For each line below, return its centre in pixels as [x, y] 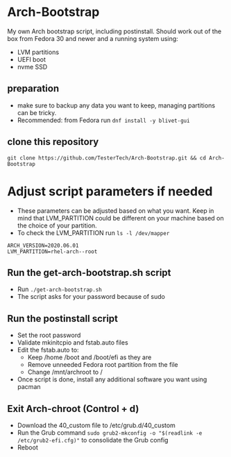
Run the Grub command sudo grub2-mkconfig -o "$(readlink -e [110, 432]
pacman [29, 387]
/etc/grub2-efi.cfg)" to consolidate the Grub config [93, 440]
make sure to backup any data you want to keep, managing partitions [116, 105]
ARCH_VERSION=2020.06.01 [43, 245]
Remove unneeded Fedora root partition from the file [103, 365]
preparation [33, 88]
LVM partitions [38, 52]
